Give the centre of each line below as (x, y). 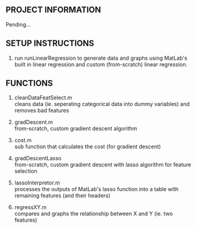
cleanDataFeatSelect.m (43, 98)
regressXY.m (30, 207)
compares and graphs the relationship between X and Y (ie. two (93, 214)
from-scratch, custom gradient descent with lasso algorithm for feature (103, 165)
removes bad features (42, 110)
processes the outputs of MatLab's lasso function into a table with (96, 189)
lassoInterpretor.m (37, 183)
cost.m (23, 140)
